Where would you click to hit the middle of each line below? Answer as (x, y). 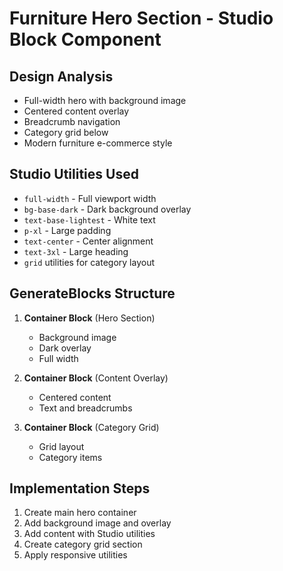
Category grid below (66, 132)
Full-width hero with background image (105, 100)
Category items (70, 457)
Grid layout (61, 446)
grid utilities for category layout (89, 262)
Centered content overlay (76, 111)
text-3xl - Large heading (76, 251)
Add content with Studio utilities (89, 534)
